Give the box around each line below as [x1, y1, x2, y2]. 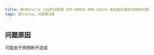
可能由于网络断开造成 [5, 45, 48, 51]
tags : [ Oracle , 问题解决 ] [5, 12, 55, 17]
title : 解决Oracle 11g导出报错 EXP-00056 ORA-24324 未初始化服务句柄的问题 [5, 7, 150, 12]
